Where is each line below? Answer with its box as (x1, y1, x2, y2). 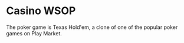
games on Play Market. (6, 29, 62, 37)
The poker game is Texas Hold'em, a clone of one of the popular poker (6, 24, 178, 31)
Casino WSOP (6, 4, 76, 18)
